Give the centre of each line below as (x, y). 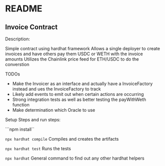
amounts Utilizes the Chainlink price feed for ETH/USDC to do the (72, 59)
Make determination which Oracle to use (54, 110)
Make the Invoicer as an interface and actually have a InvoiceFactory (82, 83)
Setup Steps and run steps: (33, 120)
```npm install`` (20, 129)
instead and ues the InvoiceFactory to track (56, 89)
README (24, 9)
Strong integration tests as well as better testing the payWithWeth (79, 99)
